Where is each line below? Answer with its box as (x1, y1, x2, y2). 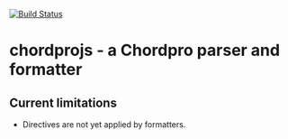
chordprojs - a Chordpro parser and (9, 41, 281, 60)
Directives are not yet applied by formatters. (22, 119, 186, 130)
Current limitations (9, 95, 117, 110)
